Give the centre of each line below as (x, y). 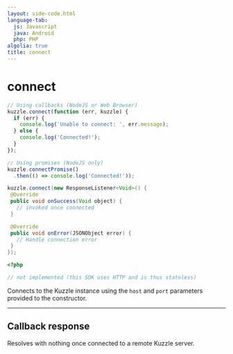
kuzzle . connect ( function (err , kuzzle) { (68, 112)
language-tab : (28, 20)
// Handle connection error (57, 239)
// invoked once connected (55, 208)
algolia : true (28, 46)
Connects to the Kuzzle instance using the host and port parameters (105, 290)
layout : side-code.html (42, 14)
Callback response (49, 327)
